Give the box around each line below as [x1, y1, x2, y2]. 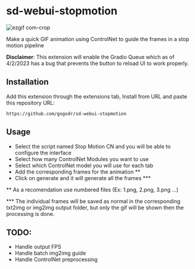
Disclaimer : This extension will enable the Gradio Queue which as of [6, 53, 175, 60]
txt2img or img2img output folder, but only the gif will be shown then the [6, 204, 184, 211]
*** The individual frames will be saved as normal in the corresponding [6, 197, 181, 205]
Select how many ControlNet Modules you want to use [14, 155, 149, 162]
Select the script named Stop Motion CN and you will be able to [14, 143, 171, 150]
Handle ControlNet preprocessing [14, 256, 98, 263]
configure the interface [14, 149, 72, 156]
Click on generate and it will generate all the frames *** [14, 174, 151, 181]
